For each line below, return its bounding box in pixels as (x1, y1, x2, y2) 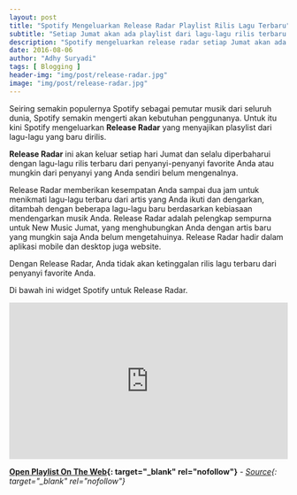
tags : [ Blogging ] (9, 63, 81, 72)
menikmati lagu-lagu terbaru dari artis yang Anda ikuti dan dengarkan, (9, 194, 265, 205)
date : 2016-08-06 (9, 46, 73, 55)
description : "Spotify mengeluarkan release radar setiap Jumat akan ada (9, 37, 287, 47)
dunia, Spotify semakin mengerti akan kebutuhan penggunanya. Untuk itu (9, 112, 277, 123)
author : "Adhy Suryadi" (9, 54, 97, 63)
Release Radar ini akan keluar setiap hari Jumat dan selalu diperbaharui (9, 148, 271, 159)
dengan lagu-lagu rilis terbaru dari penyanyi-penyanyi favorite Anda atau (9, 158, 274, 168)
